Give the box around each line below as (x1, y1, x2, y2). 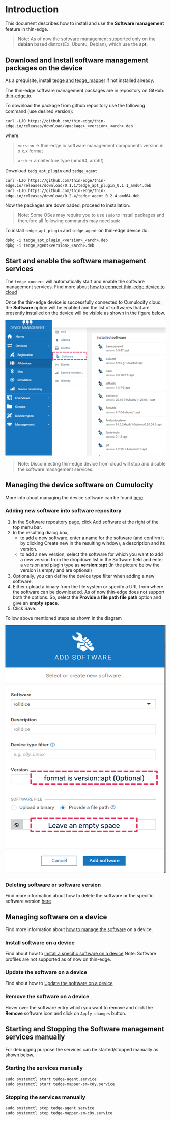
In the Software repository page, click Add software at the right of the (12, 518, 159, 525)
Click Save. (12, 605, 37, 611)
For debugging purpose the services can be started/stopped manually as (5, 1046, 159, 1052)
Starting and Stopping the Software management (5, 1025, 164, 1033)
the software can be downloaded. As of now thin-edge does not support (12, 589, 165, 595)
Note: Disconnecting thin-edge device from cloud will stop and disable (17, 460, 166, 467)
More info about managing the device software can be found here (5, 494, 144, 500)
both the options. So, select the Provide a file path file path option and (12, 594, 161, 600)
